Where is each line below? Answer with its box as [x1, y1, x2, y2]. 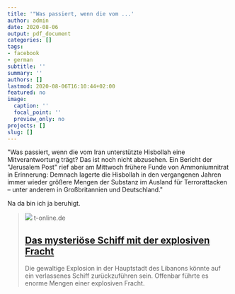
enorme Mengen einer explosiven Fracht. [24, 279, 145, 288]
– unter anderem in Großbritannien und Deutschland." [7, 185, 164, 194]
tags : [7, 43, 23, 50]
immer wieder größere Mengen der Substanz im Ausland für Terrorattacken [7, 178, 228, 187]
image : [7, 96, 27, 103]
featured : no [7, 89, 46, 96]
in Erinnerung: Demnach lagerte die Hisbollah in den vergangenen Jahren [7, 170, 222, 179]
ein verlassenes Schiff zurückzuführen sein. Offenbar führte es [24, 271, 209, 280]
